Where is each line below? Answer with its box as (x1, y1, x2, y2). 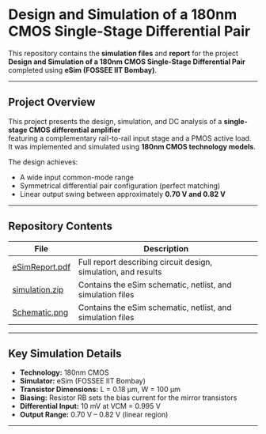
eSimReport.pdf (12, 261, 71, 272)
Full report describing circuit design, (78, 256, 213, 267)
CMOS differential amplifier (28, 125, 121, 134)
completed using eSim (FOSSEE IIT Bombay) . (8, 65, 157, 74)
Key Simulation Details (8, 346, 122, 360)
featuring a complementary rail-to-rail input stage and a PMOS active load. (8, 133, 252, 143)
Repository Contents (8, 220, 113, 233)
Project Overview (8, 96, 96, 109)
